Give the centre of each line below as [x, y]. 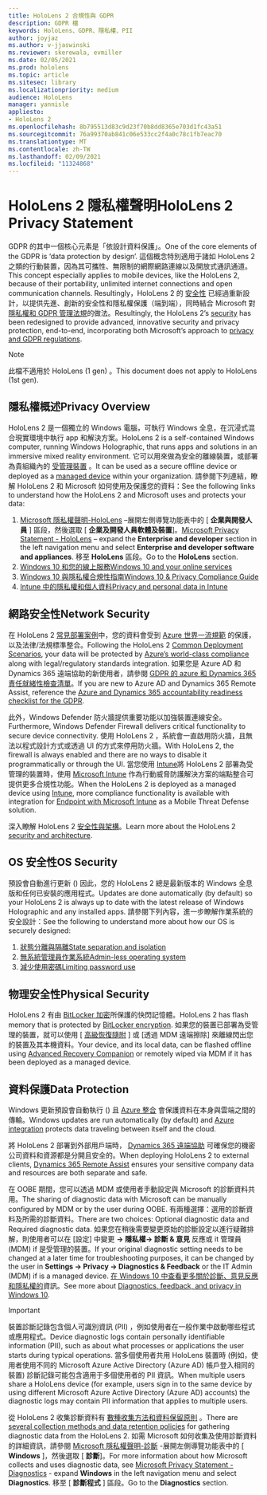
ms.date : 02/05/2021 [43, 61]
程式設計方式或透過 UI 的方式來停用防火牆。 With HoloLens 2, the [128, 746]
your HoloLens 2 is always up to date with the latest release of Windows [126, 902]
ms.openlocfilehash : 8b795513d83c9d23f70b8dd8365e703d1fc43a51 [115, 127]
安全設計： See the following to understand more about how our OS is [122, 921]
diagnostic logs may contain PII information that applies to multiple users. [128, 1401]
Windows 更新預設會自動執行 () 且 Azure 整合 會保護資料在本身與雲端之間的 [132, 1110]
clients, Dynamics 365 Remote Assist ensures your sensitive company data [131, 1164]
